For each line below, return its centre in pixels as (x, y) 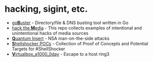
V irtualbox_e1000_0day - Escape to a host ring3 (61, 54)
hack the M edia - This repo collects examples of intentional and (77, 28)
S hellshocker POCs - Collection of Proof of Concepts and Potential (80, 43)
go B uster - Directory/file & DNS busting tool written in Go (70, 23)
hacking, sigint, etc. (46, 9)
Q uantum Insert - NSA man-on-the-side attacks (61, 38)
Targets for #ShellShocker (38, 49)
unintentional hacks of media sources (50, 33)
